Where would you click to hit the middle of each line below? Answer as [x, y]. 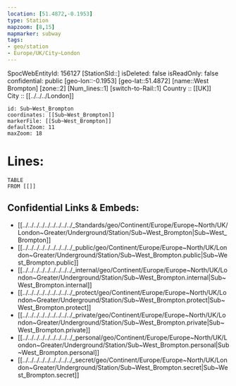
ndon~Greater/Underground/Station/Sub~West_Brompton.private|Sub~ [121, 322]
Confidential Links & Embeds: [73, 208]
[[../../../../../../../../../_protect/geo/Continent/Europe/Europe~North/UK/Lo [122, 292]
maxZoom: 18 [25, 133]
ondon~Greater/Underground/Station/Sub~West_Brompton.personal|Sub [123, 345]
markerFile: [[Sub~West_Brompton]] [60, 121]
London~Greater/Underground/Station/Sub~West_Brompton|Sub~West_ [122, 232]
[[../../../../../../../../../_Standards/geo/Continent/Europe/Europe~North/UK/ [123, 225]
